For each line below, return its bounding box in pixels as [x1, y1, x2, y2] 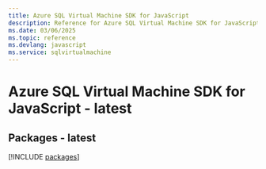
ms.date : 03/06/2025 [8, 26, 77, 34]
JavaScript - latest [8, 100, 132, 117]
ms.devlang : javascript [8, 41, 87, 49]
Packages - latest [8, 131, 97, 144]
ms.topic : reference [8, 33, 77, 42]
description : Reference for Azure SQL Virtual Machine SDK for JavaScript [8, 19, 260, 27]
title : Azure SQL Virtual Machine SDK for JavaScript [8, 11, 190, 20]
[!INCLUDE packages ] [8, 152, 80, 161]
